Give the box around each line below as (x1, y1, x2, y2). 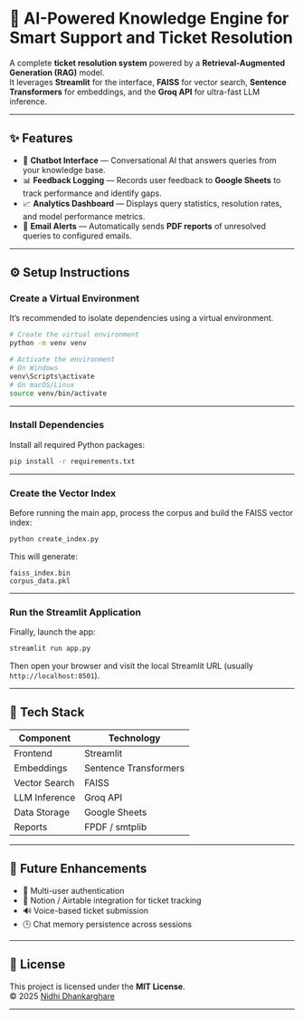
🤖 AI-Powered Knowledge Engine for (9, 8, 290, 29)
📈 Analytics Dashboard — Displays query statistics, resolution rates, (22, 198, 282, 209)
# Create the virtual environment (9, 330, 140, 339)
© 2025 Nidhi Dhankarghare (9, 990, 116, 1001)
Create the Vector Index (9, 487, 117, 500)
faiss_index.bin (9, 568, 71, 577)
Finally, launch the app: (9, 626, 96, 637)
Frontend (14, 747, 52, 760)
